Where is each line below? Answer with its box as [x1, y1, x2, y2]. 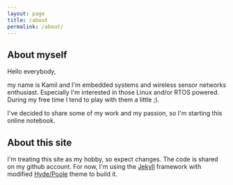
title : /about [7, 17, 49, 24]
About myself [7, 49, 67, 61]
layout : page [7, 10, 45, 17]
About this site [7, 136, 72, 148]
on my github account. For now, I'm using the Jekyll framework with [7, 163, 202, 170]
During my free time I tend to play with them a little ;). [7, 95, 160, 104]
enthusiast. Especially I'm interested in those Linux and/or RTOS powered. [7, 88, 219, 97]
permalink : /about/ [7, 23, 64, 30]
